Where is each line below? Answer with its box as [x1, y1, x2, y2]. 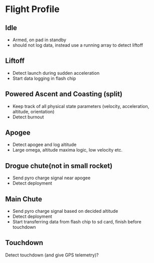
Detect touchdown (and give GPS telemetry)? [5, 252, 99, 258]
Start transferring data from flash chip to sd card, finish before [12, 219, 141, 225]
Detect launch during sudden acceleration [12, 70, 100, 76]
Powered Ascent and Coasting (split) [5, 90, 123, 98]
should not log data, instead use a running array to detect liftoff [12, 42, 143, 48]
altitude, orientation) [12, 108, 55, 114]
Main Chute [5, 195, 43, 203]
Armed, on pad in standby [12, 37, 67, 43]
